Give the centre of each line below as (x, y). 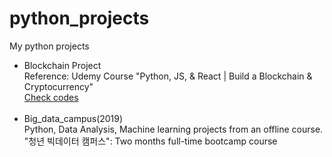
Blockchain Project (62, 65)
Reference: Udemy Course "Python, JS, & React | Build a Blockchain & (168, 76)
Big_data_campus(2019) (73, 118)
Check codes (51, 97)
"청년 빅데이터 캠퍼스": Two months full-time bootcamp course (150, 141)
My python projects (49, 46)
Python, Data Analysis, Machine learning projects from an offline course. (173, 129)
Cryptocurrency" (58, 86)
